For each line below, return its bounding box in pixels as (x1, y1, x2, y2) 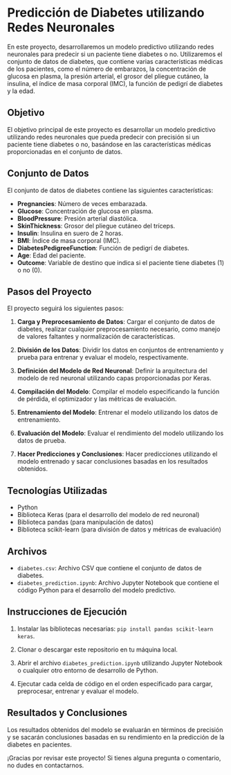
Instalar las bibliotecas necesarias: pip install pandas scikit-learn (17, 624, 214, 633)
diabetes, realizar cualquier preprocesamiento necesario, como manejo (17, 325, 221, 334)
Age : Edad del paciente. (17, 251, 86, 259)
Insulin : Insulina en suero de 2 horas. (17, 229, 123, 237)
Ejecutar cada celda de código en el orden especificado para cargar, (17, 679, 213, 688)
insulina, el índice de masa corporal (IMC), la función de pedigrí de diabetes (7, 79, 223, 87)
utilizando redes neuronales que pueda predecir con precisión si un (7, 133, 200, 141)
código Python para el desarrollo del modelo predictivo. (17, 586, 176, 594)
